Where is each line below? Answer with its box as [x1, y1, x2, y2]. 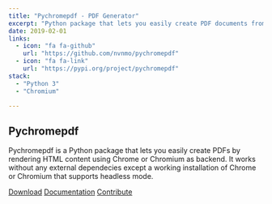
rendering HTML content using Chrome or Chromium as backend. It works [8, 155, 257, 164]
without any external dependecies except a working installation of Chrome [8, 163, 257, 172]
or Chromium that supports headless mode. [8, 172, 154, 181]
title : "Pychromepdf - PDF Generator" [8, 11, 139, 20]
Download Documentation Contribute [8, 187, 133, 197]
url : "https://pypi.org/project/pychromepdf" [23, 65, 180, 73]
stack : [8, 72, 31, 80]
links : [8, 34, 31, 43]
